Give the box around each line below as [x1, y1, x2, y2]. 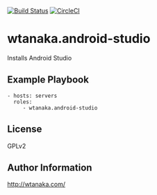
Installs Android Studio [7, 53, 72, 62]
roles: [13, 98, 33, 105]
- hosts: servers [7, 92, 58, 99]
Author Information [7, 162, 92, 173]
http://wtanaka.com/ [7, 180, 66, 189]
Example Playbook [7, 74, 89, 86]
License [7, 124, 42, 135]
